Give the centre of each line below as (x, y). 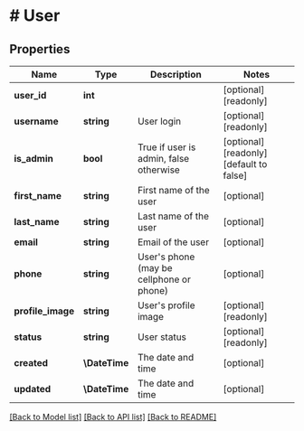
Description (176, 75)
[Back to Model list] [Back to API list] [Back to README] (113, 417)
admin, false (163, 159)
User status (162, 337)
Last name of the (173, 216)
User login (159, 121)
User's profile (166, 305)
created (31, 363)
